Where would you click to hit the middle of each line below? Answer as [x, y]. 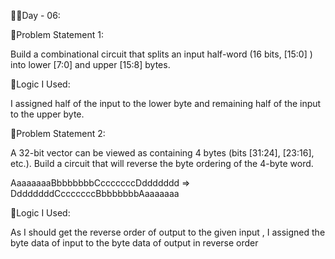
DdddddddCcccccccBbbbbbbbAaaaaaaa [95, 193]
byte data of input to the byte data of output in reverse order [134, 243]
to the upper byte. [47, 114]
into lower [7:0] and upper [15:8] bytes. [90, 64]
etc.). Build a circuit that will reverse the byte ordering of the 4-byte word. [162, 163]
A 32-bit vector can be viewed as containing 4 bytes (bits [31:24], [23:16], [162, 153]
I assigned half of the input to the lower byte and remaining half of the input [166, 103]
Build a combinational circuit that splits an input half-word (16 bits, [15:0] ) [161, 54]
